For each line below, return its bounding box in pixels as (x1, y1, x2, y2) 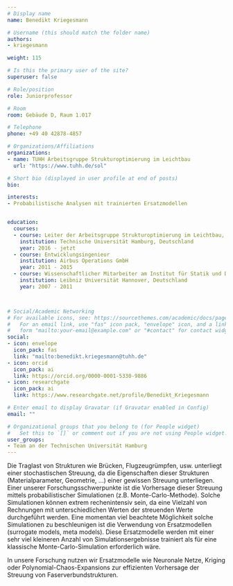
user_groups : (7, 436, 45, 443)
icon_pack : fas (13, 347, 58, 354)
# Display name (7, 10, 51, 17)
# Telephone (7, 124, 42, 131)
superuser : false (7, 74, 58, 80)
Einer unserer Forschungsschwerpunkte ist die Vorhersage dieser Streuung (7, 483, 223, 492)
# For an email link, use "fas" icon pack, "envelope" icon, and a (7, 320, 213, 328)
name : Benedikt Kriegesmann (7, 17, 89, 24)
